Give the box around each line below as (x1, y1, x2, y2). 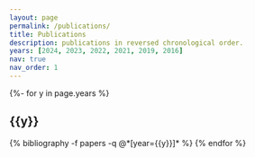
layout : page (9, 13, 59, 22)
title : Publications (9, 30, 87, 39)
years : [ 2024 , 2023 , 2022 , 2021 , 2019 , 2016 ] (9, 47, 184, 56)
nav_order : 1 (9, 64, 59, 73)
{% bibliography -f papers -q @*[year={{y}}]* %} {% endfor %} (9, 137, 247, 148)
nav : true (9, 55, 47, 64)
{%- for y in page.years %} (9, 87, 110, 99)
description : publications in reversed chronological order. (9, 38, 244, 48)
